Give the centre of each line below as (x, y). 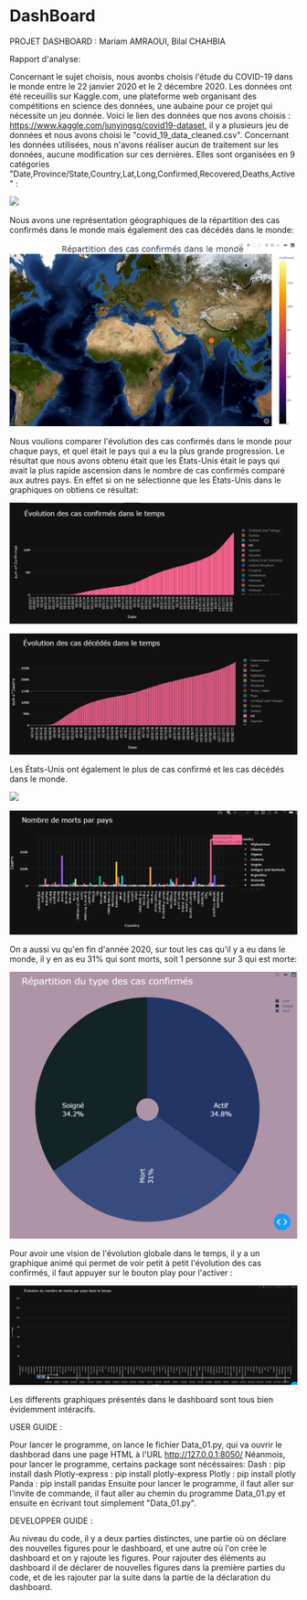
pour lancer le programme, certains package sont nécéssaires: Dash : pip (148, 1465)
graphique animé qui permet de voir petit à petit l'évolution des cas (136, 1263)
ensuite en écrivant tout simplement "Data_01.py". (103, 1503)
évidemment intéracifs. (53, 1410)
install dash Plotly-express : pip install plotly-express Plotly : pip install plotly (153, 1474)
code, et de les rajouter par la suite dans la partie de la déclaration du (140, 1577)
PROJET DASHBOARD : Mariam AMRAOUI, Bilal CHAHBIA (117, 41)
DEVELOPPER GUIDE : (51, 1521)
